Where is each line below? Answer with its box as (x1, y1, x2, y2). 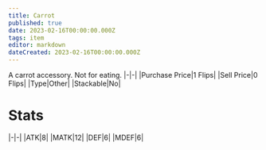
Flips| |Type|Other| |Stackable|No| (8, 79, 121, 88)
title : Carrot (8, 11, 56, 20)
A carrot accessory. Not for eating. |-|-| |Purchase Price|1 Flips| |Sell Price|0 (8, 71, 258, 79)
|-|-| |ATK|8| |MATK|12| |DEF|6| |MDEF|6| (8, 133, 144, 142)
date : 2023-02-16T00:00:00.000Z (8, 26, 115, 34)
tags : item (8, 33, 45, 42)
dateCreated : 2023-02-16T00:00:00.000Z (8, 48, 141, 56)
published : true (8, 19, 62, 27)
